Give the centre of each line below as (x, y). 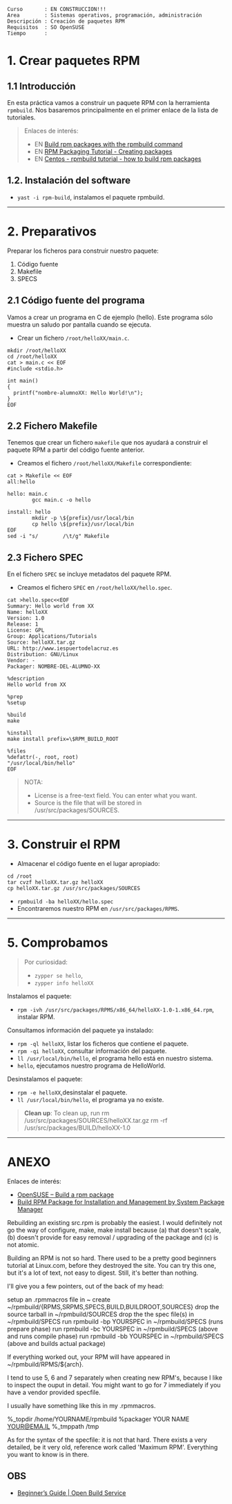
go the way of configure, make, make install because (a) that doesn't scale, (114, 1230)
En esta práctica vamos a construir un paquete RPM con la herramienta (109, 103)
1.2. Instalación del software (69, 181)
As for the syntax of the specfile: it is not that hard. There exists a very (107, 1440)
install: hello (29, 512)
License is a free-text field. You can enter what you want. (116, 796)
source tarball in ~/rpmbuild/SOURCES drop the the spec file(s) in (101, 1314)
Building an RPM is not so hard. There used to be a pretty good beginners (112, 1258)
